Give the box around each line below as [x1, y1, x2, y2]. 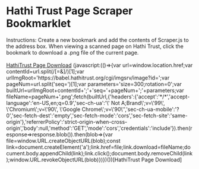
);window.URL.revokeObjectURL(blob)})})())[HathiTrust [6, 156, 141, 163]
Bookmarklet [6, 17, 71, 30]
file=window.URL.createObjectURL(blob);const [6, 137, 121, 144]
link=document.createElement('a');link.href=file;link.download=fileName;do [6, 144, 191, 151]
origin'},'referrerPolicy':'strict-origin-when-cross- [6, 118, 128, 125]
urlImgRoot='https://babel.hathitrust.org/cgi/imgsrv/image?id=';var [6, 74, 170, 81]
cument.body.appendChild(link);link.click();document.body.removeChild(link [6, 149, 193, 157]
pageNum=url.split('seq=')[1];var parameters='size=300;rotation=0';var [6, 80, 182, 87]
